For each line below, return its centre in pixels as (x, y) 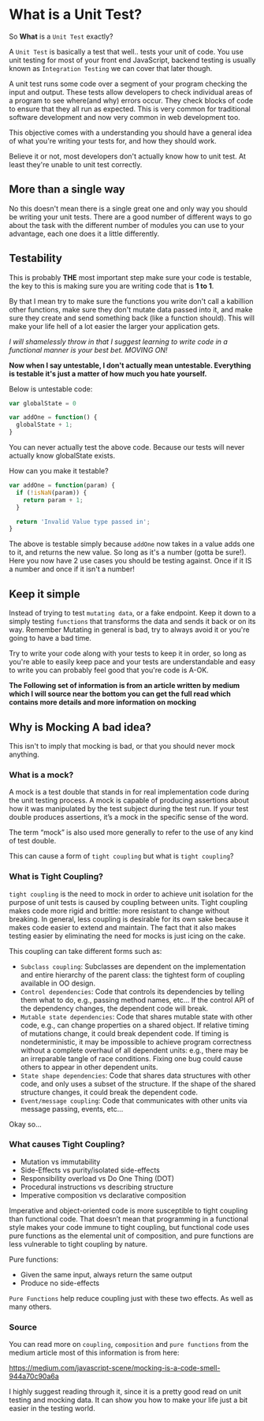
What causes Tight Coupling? (67, 1144)
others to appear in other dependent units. (89, 1067)
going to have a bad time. (50, 638)
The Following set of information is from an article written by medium (125, 686)
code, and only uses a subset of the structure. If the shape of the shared (138, 1083)
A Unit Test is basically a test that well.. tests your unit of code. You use (126, 51)
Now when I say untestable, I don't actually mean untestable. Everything (130, 365)
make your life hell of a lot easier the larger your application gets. (114, 326)
